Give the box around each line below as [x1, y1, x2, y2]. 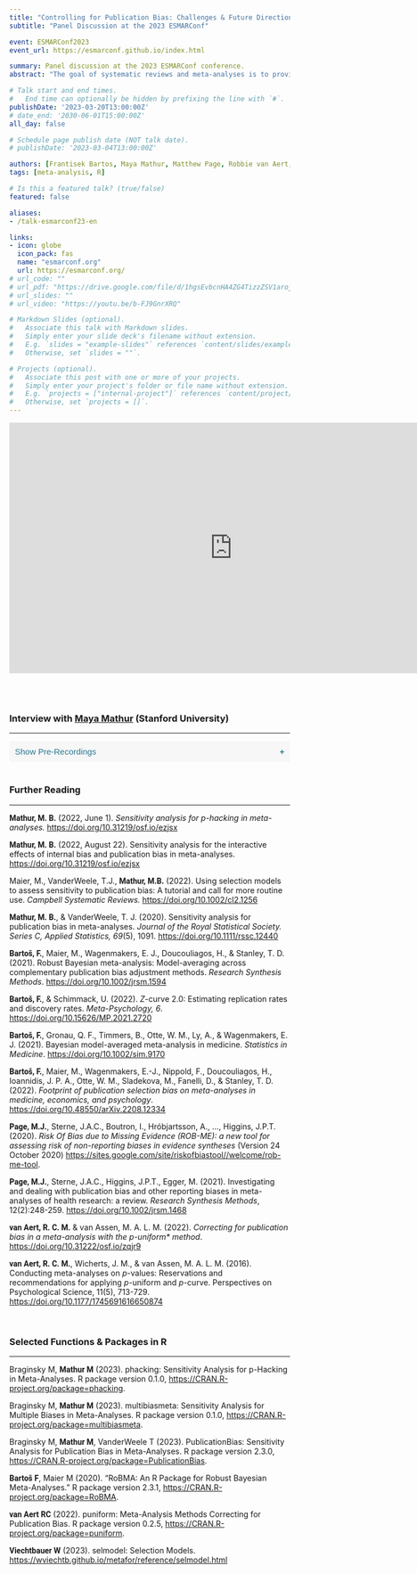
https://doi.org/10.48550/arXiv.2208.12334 [9, 1103, 167, 1114]
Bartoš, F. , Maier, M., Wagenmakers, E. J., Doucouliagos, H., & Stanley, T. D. [9, 947, 285, 958]
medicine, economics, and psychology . [9, 1094, 154, 1105]
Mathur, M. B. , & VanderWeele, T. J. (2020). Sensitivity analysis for [9, 911, 251, 922]
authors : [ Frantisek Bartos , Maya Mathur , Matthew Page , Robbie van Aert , [9, 160, 293, 169]
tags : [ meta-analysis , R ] [9, 168, 105, 177]
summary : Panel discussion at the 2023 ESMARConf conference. [9, 61, 245, 71]
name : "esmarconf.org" [17, 258, 102, 267]
